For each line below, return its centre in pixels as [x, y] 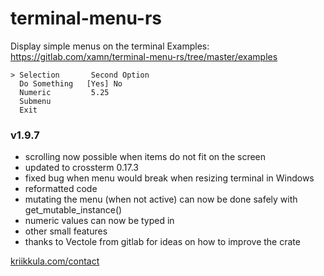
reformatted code [61, 189]
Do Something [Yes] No [71, 83]
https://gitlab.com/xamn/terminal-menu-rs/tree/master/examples [144, 56]
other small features [66, 231]
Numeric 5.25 [64, 92]
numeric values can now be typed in [99, 221]
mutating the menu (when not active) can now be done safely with [161, 199]
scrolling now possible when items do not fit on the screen [145, 157]
